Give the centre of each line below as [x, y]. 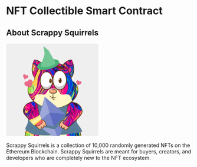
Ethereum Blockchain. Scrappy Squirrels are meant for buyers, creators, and [99, 151]
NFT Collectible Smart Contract [85, 11]
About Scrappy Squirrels [52, 33]
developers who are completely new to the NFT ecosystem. [79, 158]
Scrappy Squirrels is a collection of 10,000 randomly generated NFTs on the [98, 145]
